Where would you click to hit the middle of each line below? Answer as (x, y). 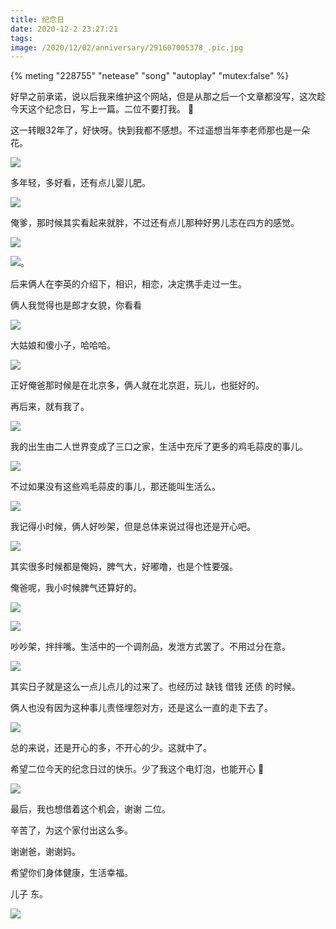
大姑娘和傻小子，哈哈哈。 (63, 345)
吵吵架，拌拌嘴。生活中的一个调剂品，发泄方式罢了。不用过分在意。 (150, 647)
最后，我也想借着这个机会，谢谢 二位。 (90, 809)
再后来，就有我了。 (50, 407)
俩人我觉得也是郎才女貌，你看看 (76, 305)
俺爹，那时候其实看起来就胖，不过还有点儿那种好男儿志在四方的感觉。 (155, 223)
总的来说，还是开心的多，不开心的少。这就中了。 (111, 748)
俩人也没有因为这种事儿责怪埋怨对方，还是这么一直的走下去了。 (141, 708)
